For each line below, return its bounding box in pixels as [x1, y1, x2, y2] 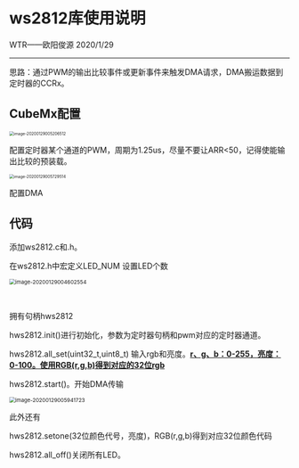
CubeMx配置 [9, 106, 82, 121]
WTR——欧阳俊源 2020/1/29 [9, 39, 114, 50]
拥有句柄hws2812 [9, 310, 74, 321]
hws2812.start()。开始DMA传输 [9, 378, 125, 389]
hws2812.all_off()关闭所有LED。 [9, 449, 126, 460]
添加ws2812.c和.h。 [9, 242, 83, 252]
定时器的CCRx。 [9, 78, 69, 88]
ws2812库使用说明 [9, 8, 147, 29]
